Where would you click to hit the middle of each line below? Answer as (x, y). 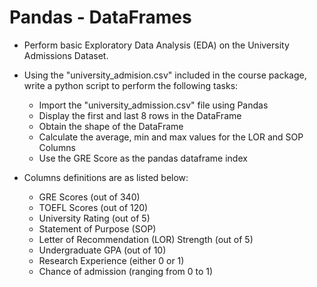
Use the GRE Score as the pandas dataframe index (143, 158)
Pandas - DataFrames (100, 17)
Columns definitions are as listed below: (106, 177)
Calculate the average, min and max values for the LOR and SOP (171, 137)
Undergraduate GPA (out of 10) (102, 250)
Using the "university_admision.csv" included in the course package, (165, 75)
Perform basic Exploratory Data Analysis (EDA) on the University (156, 45)
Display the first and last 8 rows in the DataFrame (140, 115)
